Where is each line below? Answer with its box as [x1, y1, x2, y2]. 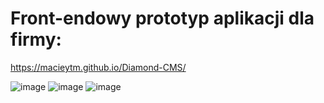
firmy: [10, 28, 62, 51]
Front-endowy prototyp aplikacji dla [10, 7, 315, 30]
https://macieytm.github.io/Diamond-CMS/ [10, 61, 187, 73]
